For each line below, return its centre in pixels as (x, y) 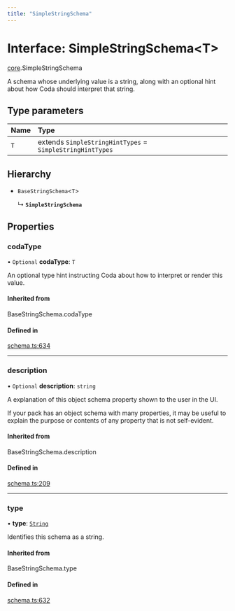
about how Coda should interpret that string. (71, 89)
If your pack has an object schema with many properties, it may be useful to (117, 413)
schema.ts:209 (29, 483)
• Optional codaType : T (41, 261)
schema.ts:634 (29, 346)
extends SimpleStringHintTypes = (93, 142)
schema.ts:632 (29, 600)
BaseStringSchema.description (52, 451)
